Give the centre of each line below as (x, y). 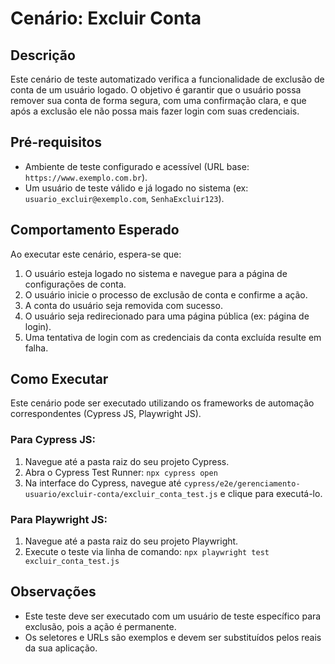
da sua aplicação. (61, 648)
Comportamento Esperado (95, 230)
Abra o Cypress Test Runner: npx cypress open (121, 472)
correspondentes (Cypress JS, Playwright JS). (106, 414)
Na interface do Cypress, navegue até (103, 483)
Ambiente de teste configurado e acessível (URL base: (137, 166)
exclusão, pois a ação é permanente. (100, 626)
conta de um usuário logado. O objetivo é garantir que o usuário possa (156, 90)
